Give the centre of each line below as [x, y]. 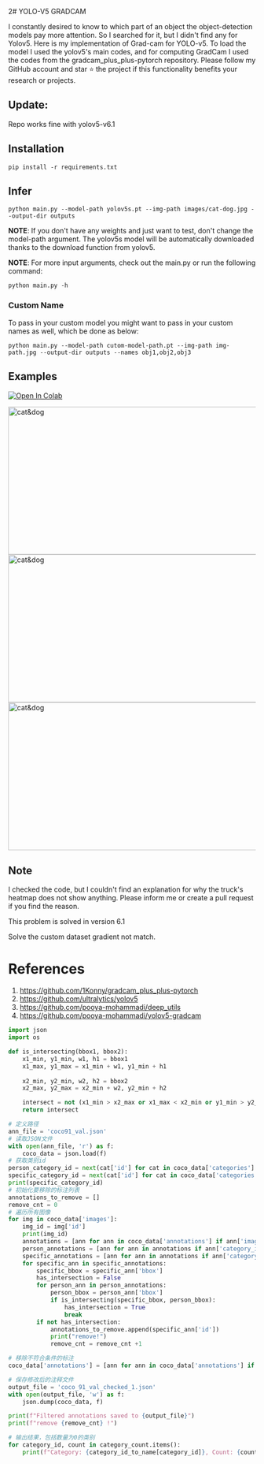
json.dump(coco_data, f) [63, 1402]
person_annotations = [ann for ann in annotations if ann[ [121, 1249]
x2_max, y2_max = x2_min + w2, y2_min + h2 [95, 1088]
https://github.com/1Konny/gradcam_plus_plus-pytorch [109, 991]
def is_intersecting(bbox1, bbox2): [68, 1052]
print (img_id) [45, 1234]
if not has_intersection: [79, 1322]
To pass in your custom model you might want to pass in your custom [121, 322]
